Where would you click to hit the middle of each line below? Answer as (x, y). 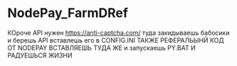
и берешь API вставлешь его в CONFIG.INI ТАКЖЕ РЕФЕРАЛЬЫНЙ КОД (116, 40)
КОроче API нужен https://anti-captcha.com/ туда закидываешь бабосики (118, 33)
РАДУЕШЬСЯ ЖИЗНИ (40, 55)
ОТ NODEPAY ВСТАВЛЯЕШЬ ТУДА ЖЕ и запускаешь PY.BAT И (101, 48)
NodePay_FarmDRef (68, 13)
